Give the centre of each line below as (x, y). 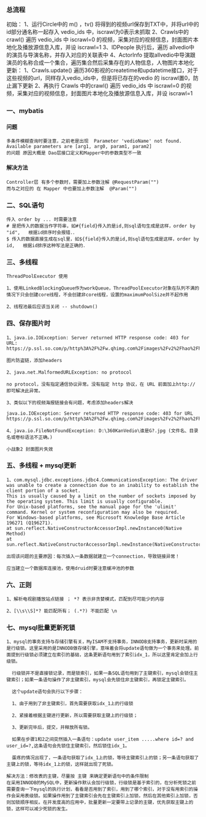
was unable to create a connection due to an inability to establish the (103, 485)
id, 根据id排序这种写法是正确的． (47, 245)
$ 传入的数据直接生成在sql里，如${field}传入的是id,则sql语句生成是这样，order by (103, 239)
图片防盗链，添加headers (34, 360)
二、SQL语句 (25, 205)
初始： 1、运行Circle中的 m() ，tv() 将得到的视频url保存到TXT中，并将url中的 (103, 24)
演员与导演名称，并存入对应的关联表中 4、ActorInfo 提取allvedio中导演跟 (103, 55)
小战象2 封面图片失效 (30, 449)
